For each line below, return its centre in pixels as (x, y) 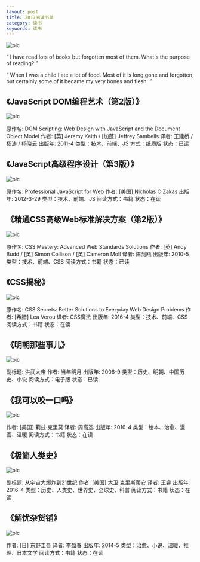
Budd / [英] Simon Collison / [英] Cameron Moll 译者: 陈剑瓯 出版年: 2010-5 (98, 254)
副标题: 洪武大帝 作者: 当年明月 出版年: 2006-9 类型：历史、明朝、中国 (93, 372)
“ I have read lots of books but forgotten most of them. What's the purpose (98, 57)
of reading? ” (22, 63)
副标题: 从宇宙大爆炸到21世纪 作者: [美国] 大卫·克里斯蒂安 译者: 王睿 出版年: (98, 482)
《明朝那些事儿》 (38, 345)
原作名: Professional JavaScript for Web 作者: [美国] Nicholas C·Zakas (92, 191)
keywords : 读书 (24, 28)
